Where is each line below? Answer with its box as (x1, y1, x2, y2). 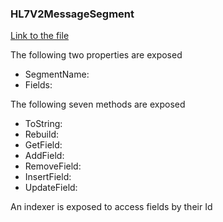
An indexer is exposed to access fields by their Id (10, 201, 213, 213)
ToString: (24, 118, 63, 130)
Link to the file (10, 30, 70, 42)
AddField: (24, 150, 65, 162)
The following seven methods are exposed (10, 98, 186, 111)
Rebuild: (24, 128, 60, 141)
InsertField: (24, 171, 72, 183)
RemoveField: (24, 160, 82, 172)
